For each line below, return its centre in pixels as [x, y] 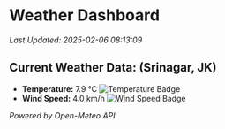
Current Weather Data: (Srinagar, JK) [113, 68]
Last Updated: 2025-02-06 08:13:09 [76, 40]
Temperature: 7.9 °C [60, 88]
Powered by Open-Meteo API [63, 115]
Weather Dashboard [85, 15]
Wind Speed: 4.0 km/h [64, 98]
